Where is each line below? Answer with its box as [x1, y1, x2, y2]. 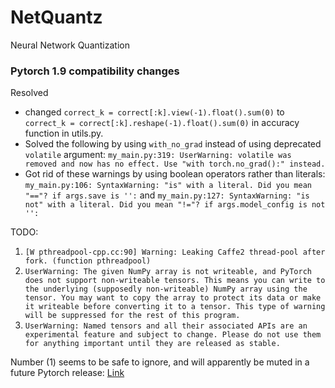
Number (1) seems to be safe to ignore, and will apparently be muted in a [10, 356, 310, 368]
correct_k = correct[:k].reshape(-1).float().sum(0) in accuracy [24, 117, 300, 129]
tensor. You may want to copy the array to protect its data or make [24, 293, 322, 303]
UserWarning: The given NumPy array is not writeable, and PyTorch [24, 267, 312, 277]
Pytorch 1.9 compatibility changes [10, 64, 180, 78]
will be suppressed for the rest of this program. [24, 311, 241, 321]
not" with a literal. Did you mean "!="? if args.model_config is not [24, 200, 326, 210]
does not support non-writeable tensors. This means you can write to [24, 276, 326, 286]
